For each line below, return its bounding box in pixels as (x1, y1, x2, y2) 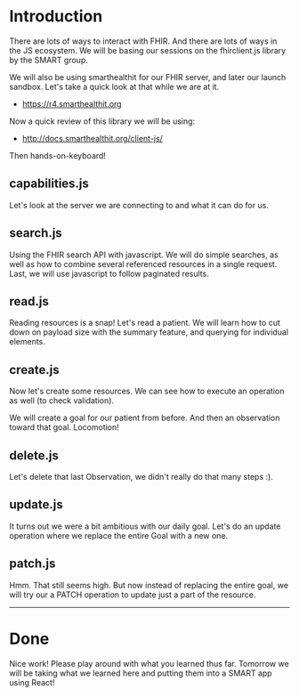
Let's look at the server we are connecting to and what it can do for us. (9, 199, 270, 210)
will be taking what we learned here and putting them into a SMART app (9, 668, 273, 678)
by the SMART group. (9, 54, 89, 65)
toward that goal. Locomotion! (9, 422, 120, 433)
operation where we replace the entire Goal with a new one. (9, 530, 229, 540)
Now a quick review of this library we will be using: (9, 116, 196, 126)
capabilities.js (9, 176, 89, 191)
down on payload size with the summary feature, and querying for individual (9, 327, 289, 337)
